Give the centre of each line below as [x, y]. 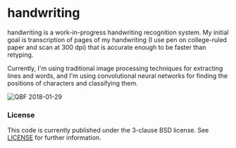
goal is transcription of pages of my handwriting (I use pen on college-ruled [117, 39]
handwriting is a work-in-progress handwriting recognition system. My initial [118, 32]
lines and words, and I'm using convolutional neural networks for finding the [117, 76]
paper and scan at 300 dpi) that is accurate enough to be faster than [107, 47]
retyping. [20, 55]
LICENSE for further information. [54, 137]
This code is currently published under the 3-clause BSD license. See [108, 130]
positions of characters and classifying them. [73, 83]
